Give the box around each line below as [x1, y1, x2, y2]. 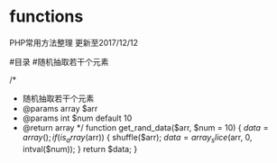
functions [9, 6, 84, 27]
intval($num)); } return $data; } [22, 143, 138, 154]
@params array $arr [22, 103, 98, 113]
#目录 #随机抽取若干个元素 [9, 56, 109, 67]
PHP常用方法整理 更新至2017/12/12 [9, 37, 138, 48]
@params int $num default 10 [22, 113, 133, 123]
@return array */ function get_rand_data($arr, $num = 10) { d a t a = [22, 122, 269, 132]
